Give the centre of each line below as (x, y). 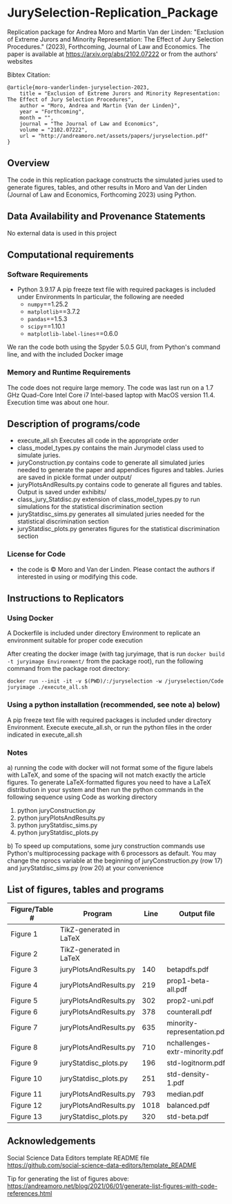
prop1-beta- (188, 980)
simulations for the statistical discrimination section (90, 507)
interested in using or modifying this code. (77, 577)
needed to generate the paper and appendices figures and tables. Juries (120, 470)
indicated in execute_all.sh (45, 735)
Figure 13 (27, 1116)
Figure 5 (24, 1000)
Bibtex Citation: (29, 75)
